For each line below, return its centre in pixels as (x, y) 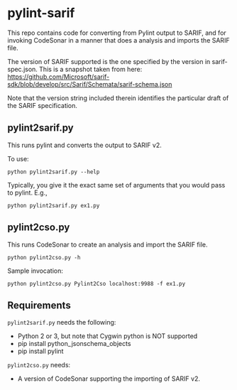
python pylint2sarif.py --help (54, 172)
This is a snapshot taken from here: (90, 69)
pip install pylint (40, 351)
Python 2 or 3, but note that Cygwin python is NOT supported (108, 336)
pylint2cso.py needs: (39, 365)
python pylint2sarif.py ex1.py (54, 205)
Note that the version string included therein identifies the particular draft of (118, 98)
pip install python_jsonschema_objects (74, 344)
